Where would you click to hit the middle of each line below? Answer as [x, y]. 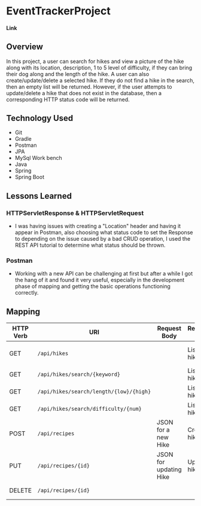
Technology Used [40, 118]
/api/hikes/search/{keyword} [79, 375]
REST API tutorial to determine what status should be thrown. [90, 245]
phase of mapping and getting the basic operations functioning [92, 286]
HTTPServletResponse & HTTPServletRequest [75, 213]
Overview [25, 47]
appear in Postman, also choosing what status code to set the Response [104, 232]
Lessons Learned [39, 196]
